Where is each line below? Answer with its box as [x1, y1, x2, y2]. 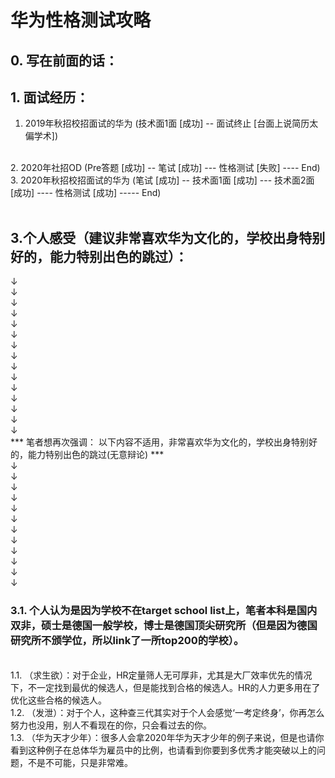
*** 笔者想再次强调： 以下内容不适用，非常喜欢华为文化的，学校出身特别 [10, 436, 309, 448]
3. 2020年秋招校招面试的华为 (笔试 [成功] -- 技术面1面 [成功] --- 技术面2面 [10, 174, 315, 186]
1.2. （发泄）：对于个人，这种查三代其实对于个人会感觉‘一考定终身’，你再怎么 [10, 706, 325, 718]
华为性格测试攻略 [10, 9, 152, 32]
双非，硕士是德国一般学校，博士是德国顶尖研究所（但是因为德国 [10, 619, 318, 633]
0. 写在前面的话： [10, 52, 118, 69]
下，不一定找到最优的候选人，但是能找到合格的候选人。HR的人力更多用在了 [10, 681, 321, 693]
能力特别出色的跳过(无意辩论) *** [27, 449, 165, 461]
